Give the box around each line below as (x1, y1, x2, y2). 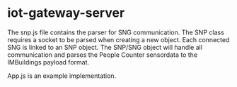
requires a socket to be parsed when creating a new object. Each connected (7, 35, 230, 43)
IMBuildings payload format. (7, 58, 90, 66)
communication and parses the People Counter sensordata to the (7, 51, 198, 59)
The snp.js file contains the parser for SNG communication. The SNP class (7, 28, 224, 36)
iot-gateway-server (7, 5, 125, 21)
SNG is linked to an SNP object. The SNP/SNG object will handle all (7, 43, 203, 51)
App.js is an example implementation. (7, 72, 117, 80)
